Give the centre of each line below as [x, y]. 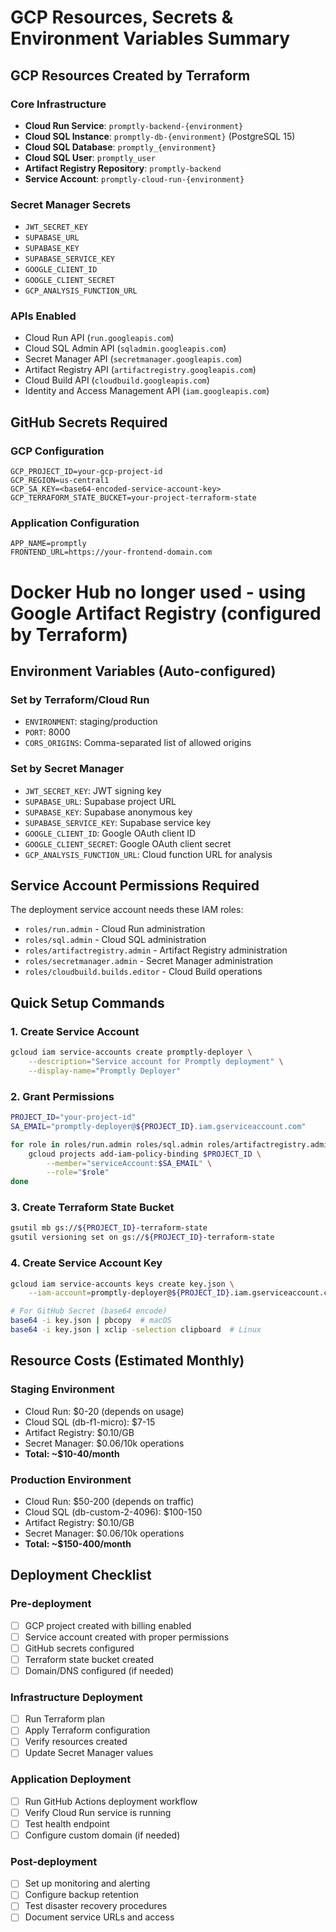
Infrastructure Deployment [76, 1697]
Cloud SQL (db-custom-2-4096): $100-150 [113, 1512]
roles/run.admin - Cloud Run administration [115, 929]
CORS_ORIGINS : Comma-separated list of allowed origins [138, 743]
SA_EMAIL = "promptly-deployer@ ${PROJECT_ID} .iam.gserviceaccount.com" [158, 1126]
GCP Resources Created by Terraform [130, 75]
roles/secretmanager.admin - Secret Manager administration [149, 961]
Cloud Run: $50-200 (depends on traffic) [109, 1501]
